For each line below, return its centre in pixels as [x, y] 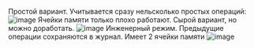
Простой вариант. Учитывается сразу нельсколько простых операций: [127, 11]
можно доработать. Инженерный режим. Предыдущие [116, 28]
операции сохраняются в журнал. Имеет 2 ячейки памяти [106, 36]
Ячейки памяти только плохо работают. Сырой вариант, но [138, 20]
